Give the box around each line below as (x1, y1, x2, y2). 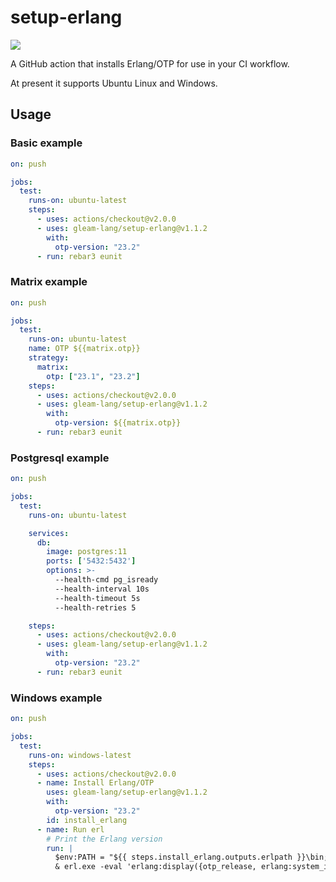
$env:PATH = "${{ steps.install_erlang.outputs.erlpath (54, 852, 293, 863)
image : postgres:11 (46, 547, 128, 557)
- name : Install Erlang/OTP (36, 778, 155, 788)
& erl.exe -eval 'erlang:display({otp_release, (54, 862, 257, 872)
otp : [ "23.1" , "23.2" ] (46, 371, 141, 381)
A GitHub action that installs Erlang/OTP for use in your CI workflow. (10, 57, 290, 70)
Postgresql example (10, 451, 110, 465)
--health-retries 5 (54, 602, 137, 613)
